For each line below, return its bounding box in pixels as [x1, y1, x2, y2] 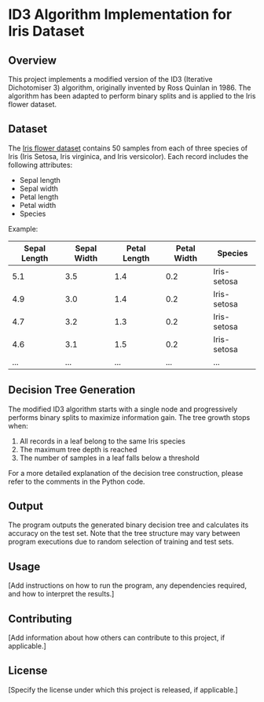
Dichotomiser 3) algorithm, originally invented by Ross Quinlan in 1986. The [8, 83, 251, 92]
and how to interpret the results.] [8, 589, 115, 599]
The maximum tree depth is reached [19, 444, 137, 454]
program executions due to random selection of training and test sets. [8, 537, 234, 547]
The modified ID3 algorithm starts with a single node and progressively [8, 404, 238, 414]
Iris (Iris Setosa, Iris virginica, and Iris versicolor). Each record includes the [8, 151, 249, 161]
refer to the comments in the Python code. [8, 477, 145, 486]
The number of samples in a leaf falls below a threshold [19, 453, 200, 462]
